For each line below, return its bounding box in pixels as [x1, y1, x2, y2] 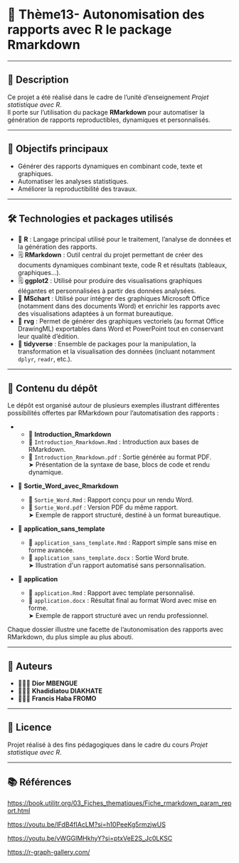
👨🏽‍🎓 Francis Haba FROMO [17, 694, 97, 703]
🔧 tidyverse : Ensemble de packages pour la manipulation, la [17, 340, 197, 348]
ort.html [7, 806, 31, 815]
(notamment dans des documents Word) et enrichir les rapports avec [17, 302, 221, 311]
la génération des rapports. [17, 242, 97, 252]
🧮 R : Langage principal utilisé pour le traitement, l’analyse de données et [17, 235, 232, 244]
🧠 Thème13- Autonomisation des [7, 6, 205, 23]
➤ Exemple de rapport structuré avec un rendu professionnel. [28, 611, 209, 620]
